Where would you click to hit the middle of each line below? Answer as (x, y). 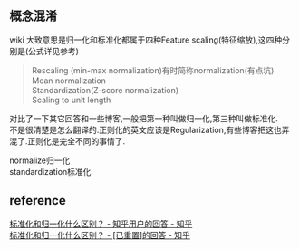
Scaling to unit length (71, 100)
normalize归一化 (40, 160)
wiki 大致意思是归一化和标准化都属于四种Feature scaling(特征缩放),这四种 (146, 40)
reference (38, 201)
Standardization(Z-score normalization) (105, 90)
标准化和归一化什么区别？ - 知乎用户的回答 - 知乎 (101, 224)
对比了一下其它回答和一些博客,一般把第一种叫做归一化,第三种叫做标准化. (144, 118)
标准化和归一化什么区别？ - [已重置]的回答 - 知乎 (100, 235)
